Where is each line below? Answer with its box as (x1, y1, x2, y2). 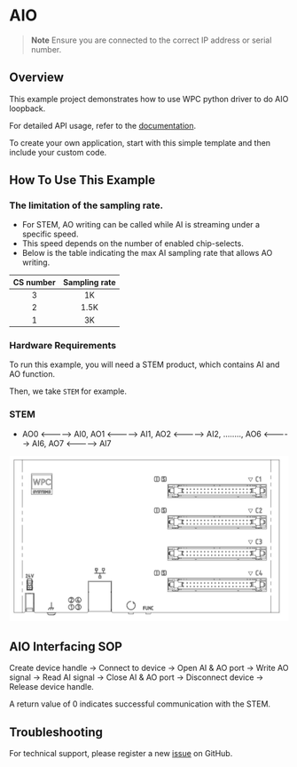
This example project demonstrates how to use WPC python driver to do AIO (9, 93, 289, 104)
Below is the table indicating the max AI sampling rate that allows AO (21, 248, 273, 259)
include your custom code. (9, 147, 107, 157)
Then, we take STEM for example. (9, 386, 127, 396)
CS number (12, 276, 56, 287)
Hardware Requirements (9, 340, 117, 352)
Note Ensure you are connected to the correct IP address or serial (30, 35, 272, 45)
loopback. (9, 103, 46, 114)
